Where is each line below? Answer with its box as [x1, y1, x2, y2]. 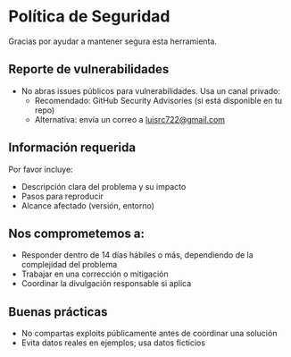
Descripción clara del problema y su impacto [21, 181, 187, 191]
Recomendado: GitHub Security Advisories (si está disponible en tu [34, 95, 283, 106]
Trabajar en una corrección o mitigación [21, 268, 169, 279]
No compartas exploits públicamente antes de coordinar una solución [21, 328, 278, 339]
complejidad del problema [21, 259, 118, 270]
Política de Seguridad [8, 6, 170, 27]
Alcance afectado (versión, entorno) [21, 200, 155, 211]
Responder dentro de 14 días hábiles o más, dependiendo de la [21, 250, 254, 260]
